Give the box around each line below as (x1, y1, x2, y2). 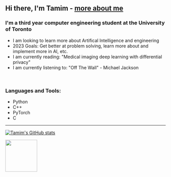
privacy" (12, 59, 31, 65)
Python (12, 98, 28, 105)
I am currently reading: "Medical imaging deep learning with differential (12, 54, 162, 60)
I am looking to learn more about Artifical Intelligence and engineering (12, 37, 159, 43)
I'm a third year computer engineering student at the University (5, 19, 165, 27)
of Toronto (5, 26, 32, 33)
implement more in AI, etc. (12, 48, 68, 54)
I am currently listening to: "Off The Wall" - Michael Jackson (12, 64, 139, 70)
